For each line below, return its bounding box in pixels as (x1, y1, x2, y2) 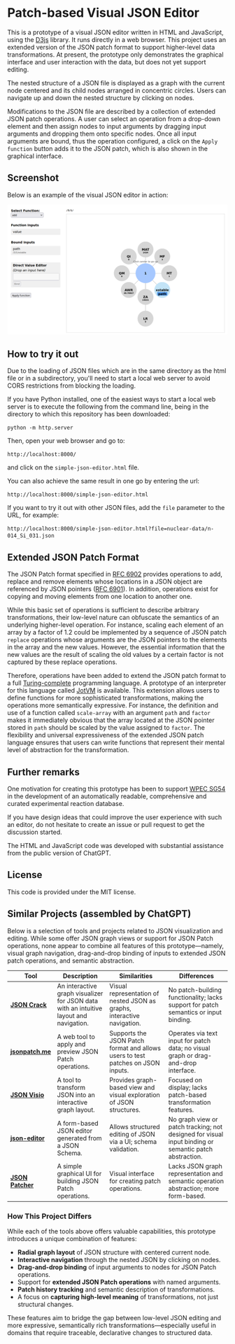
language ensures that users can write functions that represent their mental (7, 738, 225, 747)
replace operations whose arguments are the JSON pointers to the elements (7, 635, 227, 644)
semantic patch (168, 1145, 213, 1154)
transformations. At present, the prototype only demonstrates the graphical (7, 50, 224, 59)
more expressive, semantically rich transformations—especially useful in (7, 1321, 217, 1330)
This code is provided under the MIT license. (7, 887, 136, 896)
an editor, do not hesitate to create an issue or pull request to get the (7, 820, 205, 828)
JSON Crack (10, 1000, 47, 1009)
